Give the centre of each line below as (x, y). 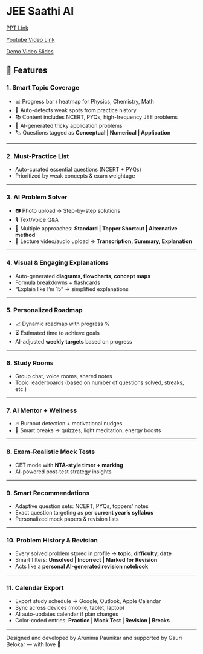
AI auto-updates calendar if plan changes (67, 614)
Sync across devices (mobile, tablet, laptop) (70, 607)
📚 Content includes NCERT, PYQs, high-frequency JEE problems (96, 117)
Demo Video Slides (30, 51)
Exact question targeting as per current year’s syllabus (84, 512)
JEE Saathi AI (40, 11)
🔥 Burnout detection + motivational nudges (69, 424)
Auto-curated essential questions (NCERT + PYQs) (78, 169)
